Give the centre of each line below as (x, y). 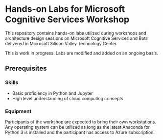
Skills (12, 83)
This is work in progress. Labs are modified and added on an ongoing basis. (81, 53)
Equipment (18, 111)
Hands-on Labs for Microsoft (65, 9)
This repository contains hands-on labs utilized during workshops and (76, 33)
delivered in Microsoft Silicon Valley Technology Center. (61, 43)
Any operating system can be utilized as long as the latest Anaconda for (78, 127)
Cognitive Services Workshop (67, 19)
